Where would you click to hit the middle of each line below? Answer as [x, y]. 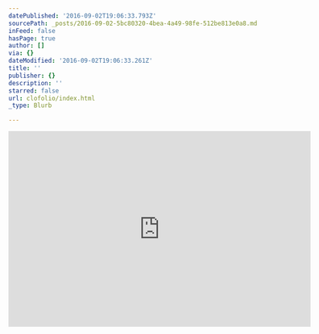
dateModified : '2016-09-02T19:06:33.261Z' [81, 61]
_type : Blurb [30, 105]
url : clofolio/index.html [52, 98]
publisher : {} [32, 76]
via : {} [21, 53]
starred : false [34, 91]
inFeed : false [32, 31]
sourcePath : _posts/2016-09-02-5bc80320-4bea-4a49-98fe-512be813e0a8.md [133, 23]
